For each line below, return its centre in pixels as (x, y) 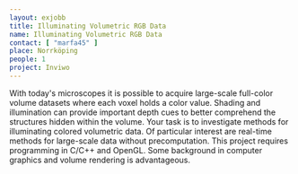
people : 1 (28, 59)
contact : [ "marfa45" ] (54, 43)
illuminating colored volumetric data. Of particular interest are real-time (140, 131)
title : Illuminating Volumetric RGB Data (88, 26)
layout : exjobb (38, 17)
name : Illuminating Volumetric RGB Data (86, 34)
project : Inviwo (39, 68)
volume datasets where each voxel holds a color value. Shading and (135, 102)
